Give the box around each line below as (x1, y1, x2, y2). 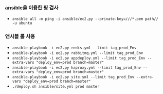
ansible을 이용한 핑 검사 (5, 4, 58, 11)
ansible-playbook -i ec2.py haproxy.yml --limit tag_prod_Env (12, 65, 141, 70)
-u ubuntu (12, 21, 33, 26)
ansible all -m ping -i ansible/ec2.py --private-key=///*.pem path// (12, 17, 159, 21)
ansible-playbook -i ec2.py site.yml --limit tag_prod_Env (12, 75, 135, 79)
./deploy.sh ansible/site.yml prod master (12, 84, 100, 89)
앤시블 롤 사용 (5, 33, 36, 40)
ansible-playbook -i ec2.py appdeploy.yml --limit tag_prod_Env (12, 56, 145, 60)
